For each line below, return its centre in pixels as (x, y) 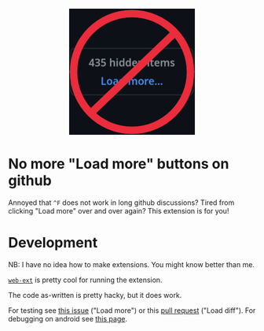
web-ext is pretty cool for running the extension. (85, 280)
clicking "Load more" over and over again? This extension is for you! (119, 210)
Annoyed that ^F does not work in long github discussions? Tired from (121, 203)
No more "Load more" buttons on (119, 164)
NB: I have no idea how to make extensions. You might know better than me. (132, 264)
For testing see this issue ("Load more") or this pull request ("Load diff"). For (132, 310)
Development (53, 243)
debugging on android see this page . (68, 318)
